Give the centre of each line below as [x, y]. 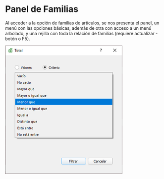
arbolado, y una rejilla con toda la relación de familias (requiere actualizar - [82, 33]
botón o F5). [18, 39]
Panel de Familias [42, 9]
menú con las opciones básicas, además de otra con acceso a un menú [78, 28]
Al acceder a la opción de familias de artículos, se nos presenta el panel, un [82, 23]
